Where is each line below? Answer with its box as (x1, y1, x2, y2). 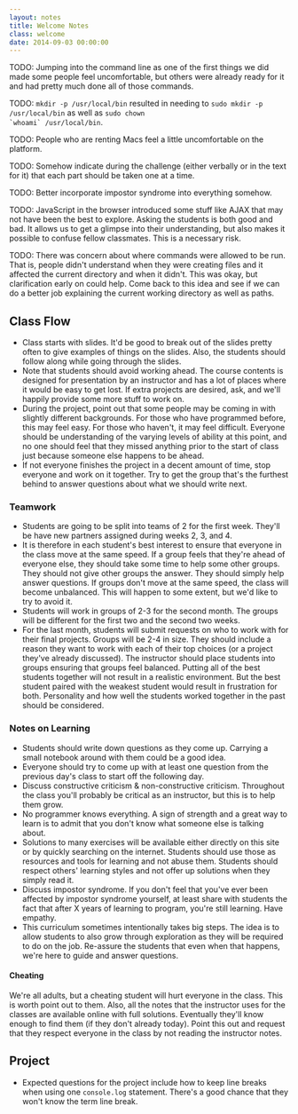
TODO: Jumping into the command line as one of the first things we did (9, 62, 269, 73)
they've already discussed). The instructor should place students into (21, 653, 276, 664)
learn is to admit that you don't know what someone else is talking (21, 818, 264, 828)
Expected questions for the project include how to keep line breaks (21, 1077, 268, 1087)
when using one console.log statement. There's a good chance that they (21, 1086, 289, 1097)
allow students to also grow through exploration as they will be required (21, 931, 284, 942)
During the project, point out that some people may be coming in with (21, 403, 277, 414)
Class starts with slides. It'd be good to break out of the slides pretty (21, 337, 272, 348)
